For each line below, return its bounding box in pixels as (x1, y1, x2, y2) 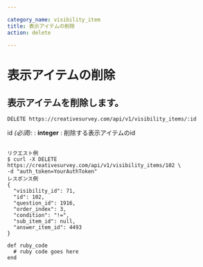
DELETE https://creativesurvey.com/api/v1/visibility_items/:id (7, 116, 197, 123)
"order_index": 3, (13, 206, 67, 213)
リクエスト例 (7, 150, 39, 157)
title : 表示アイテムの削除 (7, 22, 75, 30)
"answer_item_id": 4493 (13, 224, 82, 231)
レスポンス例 (7, 175, 39, 182)
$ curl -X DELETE (7, 156, 58, 163)
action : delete (7, 29, 51, 36)
